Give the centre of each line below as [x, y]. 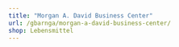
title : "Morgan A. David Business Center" [81, 16]
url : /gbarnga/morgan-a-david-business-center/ [90, 23]
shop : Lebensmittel [41, 30]
